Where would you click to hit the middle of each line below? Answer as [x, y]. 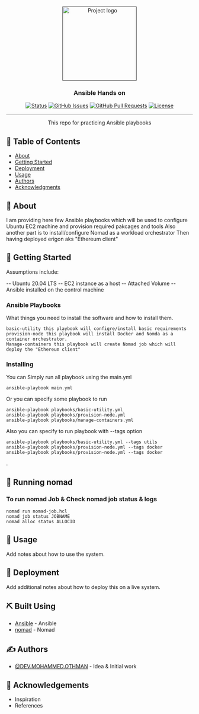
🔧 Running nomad [39, 482]
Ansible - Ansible [36, 623]
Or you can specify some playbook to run [57, 399]
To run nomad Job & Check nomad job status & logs [82, 499]
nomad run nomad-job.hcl [37, 511]
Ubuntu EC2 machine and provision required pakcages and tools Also [91, 226]
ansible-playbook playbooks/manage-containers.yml [70, 420]
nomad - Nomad [35, 630]
